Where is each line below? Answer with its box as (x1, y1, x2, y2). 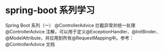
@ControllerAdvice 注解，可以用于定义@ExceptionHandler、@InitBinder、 (5, 28, 161, 34)
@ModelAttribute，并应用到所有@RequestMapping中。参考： (5, 35, 134, 41)
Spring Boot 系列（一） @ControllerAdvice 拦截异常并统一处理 (5, 22, 136, 28)
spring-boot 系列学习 (5, 5, 95, 16)
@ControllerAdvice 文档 (5, 41, 55, 47)
